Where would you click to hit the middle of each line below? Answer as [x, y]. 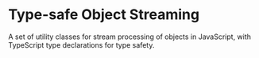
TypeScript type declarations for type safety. [81, 44]
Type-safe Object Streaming [104, 15]
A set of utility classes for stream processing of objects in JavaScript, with [130, 37]
